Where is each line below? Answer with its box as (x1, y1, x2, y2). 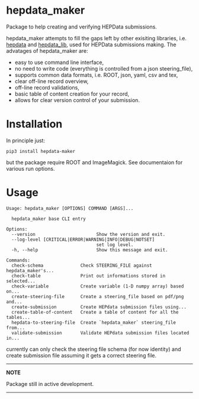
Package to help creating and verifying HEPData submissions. (6, 23, 157, 30)
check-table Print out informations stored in (11, 273, 166, 279)
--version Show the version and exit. (11, 231, 166, 237)
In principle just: (6, 137, 46, 144)
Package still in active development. (6, 380, 94, 387)
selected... (6, 278, 36, 284)
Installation (6, 117, 63, 131)
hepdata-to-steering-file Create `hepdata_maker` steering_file (11, 320, 176, 325)
